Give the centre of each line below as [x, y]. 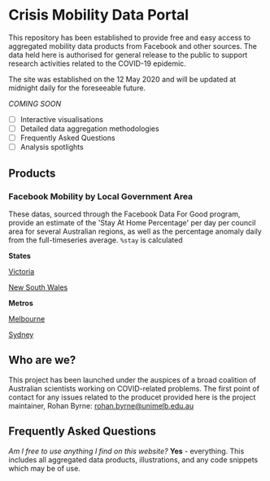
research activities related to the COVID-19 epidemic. [98, 63]
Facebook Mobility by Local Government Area [101, 196]
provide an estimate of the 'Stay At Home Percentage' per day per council [132, 222]
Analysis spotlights [52, 147]
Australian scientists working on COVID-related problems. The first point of [134, 388]
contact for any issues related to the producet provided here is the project [132, 397]
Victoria [22, 271]
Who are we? [42, 360]
